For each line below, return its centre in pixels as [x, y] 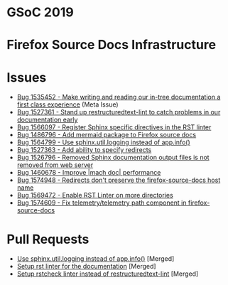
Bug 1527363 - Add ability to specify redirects [84, 150]
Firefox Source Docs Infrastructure [112, 45]
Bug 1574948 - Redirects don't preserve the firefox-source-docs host [119, 180]
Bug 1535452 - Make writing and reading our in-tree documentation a [119, 97]
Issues [27, 77]
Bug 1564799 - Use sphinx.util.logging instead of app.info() [104, 142]
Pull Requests [48, 239]
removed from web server [55, 165]
